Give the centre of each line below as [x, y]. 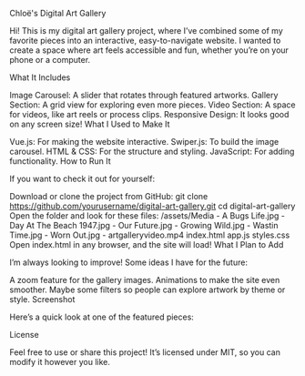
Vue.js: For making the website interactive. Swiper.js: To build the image [144, 142]
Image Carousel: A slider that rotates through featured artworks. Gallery [144, 95]
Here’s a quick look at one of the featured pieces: [102, 317]
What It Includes [40, 77]
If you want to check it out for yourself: [82, 178]
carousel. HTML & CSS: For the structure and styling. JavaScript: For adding [152, 151]
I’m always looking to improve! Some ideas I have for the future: [129, 262]
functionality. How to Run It [60, 161]
